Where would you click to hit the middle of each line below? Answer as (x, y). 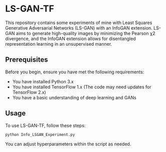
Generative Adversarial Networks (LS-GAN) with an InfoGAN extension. (79, 28)
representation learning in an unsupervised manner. (59, 44)
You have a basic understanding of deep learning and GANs (74, 97)
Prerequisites (27, 60)
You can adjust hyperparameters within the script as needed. (68, 144)
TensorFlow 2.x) (29, 92)
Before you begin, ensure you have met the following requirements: (75, 72)
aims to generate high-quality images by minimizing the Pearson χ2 (86, 33)
